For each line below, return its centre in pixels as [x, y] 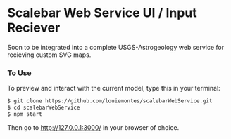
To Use [19, 73]
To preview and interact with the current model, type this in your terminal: [114, 88]
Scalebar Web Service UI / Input [102, 13]
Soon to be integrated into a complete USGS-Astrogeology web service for [115, 47]
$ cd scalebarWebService [44, 108]
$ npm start [25, 114]
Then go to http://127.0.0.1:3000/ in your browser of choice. [93, 127]
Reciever [34, 28]
